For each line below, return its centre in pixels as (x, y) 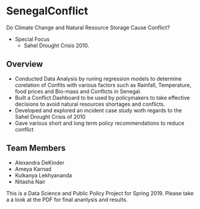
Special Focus (32, 39)
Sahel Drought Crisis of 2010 (50, 116)
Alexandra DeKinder (39, 162)
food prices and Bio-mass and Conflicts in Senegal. (78, 91)
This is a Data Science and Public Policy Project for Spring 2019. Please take (100, 193)
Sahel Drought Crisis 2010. (56, 45)
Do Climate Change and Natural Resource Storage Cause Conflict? (88, 27)
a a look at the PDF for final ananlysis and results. (67, 199)
